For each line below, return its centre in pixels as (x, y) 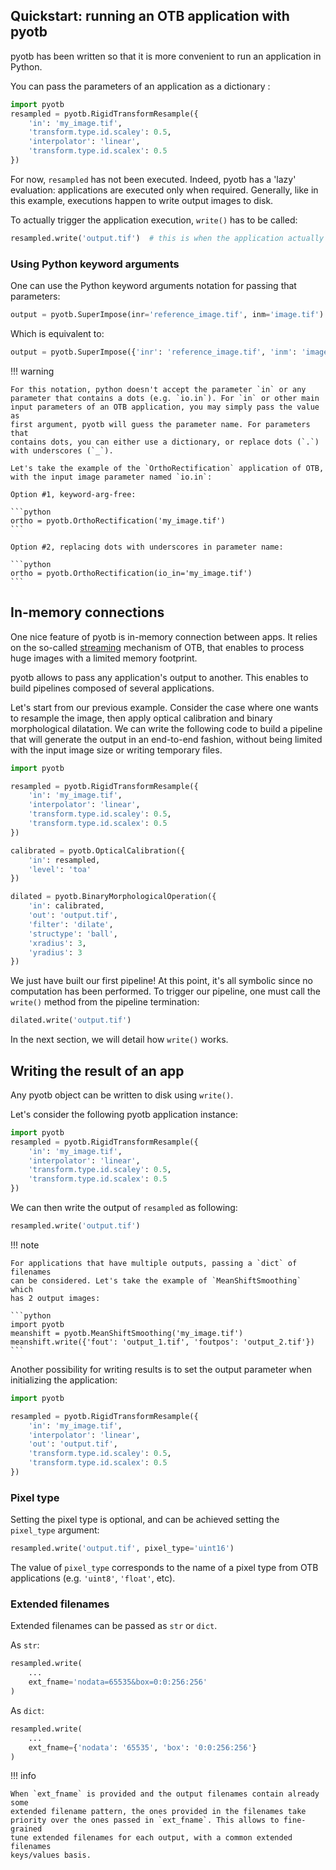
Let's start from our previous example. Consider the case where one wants (164, 707)
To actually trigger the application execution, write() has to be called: (154, 220)
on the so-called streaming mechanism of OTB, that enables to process (157, 647)
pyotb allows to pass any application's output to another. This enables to (159, 677)
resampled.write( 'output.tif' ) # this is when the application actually (167, 238)
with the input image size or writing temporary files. (116, 750)
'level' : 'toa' (60, 869)
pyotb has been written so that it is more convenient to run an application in (166, 56)
